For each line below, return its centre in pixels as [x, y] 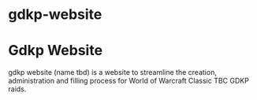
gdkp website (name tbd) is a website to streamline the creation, [112, 72]
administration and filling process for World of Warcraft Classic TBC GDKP [129, 81]
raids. [17, 89]
